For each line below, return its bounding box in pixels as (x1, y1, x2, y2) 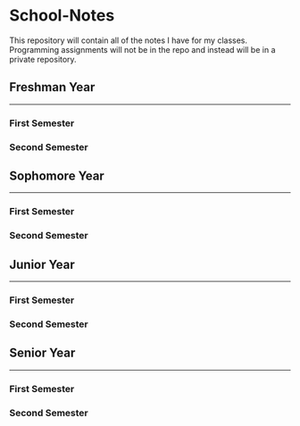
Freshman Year (9, 79, 96, 95)
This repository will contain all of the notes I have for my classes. (9, 35, 248, 46)
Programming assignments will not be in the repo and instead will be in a (9, 44, 276, 54)
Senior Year (9, 346, 76, 361)
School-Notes (9, 5, 115, 26)
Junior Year (9, 256, 76, 272)
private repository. (9, 54, 78, 64)
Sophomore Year (9, 168, 104, 183)
